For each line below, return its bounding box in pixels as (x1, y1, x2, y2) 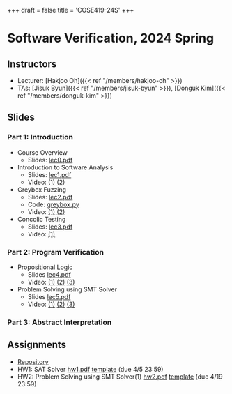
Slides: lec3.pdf (27, 222, 73, 231)
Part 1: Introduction (7, 132, 73, 142)
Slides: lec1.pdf (27, 170, 72, 179)
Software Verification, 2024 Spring (7, 31, 215, 46)
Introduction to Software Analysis (17, 163, 114, 172)
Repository (17, 357, 49, 365)
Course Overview (17, 148, 68, 156)
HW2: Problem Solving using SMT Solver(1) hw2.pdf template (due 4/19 (17, 372, 223, 381)
